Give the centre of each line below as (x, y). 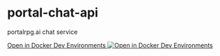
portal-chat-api (53, 13)
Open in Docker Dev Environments (57, 45)
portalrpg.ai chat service (42, 32)
